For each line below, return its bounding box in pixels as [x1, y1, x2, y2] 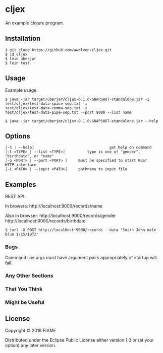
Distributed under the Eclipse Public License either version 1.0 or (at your [5, 337, 154, 343]
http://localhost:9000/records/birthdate [5, 218, 86, 224]
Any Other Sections [5, 272, 54, 279]
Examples [5, 180, 36, 189]
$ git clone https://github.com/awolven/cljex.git [5, 47, 112, 53]
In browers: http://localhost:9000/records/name [5, 203, 103, 209]
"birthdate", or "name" [5, 154, 54, 159]
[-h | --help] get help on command [5, 145, 152, 150]
